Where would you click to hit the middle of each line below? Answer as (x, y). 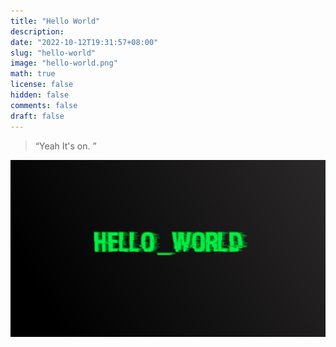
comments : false (44, 105)
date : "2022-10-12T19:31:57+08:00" (84, 42)
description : (37, 31)
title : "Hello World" (55, 21)
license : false (42, 85)
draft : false (37, 116)
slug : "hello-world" (53, 53)
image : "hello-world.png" (64, 63)
